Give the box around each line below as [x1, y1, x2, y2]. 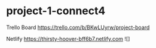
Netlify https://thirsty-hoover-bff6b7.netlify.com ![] [6, 35, 130, 42]
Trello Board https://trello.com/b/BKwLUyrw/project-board [6, 24, 150, 31]
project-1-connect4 [6, 4, 106, 18]
